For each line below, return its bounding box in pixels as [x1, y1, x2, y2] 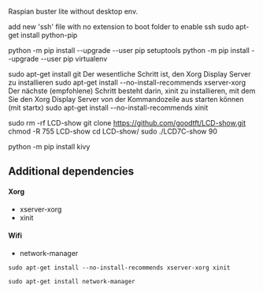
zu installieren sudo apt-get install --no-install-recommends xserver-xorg [8, 78, 246, 87]
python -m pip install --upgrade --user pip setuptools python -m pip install [8, 46, 250, 54]
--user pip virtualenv [40, 54, 108, 63]
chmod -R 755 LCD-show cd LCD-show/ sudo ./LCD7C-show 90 [8, 126, 218, 136]
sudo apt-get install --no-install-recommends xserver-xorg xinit [8, 264, 231, 272]
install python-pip [20, 31, 78, 39]
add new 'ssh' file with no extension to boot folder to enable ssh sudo [8, 22, 235, 31]
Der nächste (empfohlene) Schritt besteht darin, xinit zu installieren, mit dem [8, 86, 256, 96]
